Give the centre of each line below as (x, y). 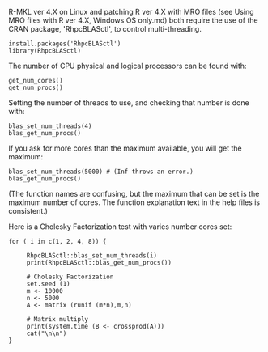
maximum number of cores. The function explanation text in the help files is (134, 202)
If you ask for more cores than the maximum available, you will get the (125, 148)
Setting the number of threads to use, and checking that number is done (129, 103)
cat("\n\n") (47, 333)
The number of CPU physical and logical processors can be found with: (128, 66)
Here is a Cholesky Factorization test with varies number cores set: (120, 227)
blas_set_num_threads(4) (50, 126)
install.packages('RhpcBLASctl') (65, 44)
